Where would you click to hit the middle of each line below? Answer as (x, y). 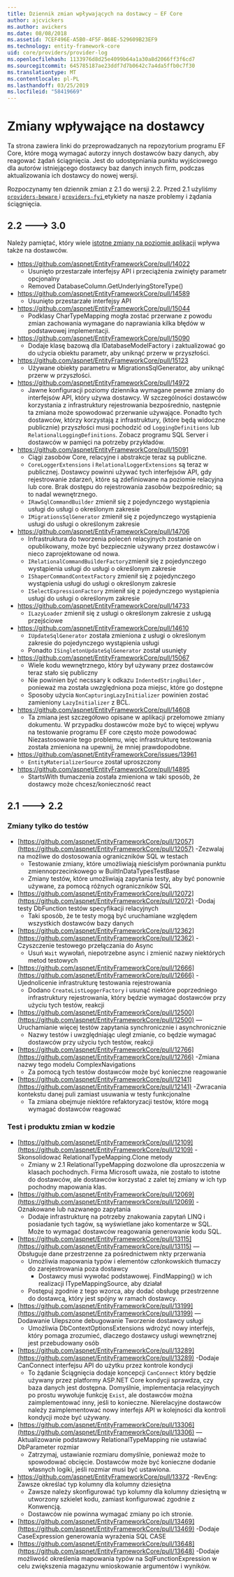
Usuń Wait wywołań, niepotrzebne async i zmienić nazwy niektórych (126, 953)
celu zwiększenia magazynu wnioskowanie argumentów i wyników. (114, 1566)
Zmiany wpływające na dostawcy (106, 126)
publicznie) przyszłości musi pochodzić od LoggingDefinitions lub (124, 427)
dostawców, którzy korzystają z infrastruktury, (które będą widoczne (126, 420)
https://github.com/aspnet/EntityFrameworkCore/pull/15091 (103, 449)
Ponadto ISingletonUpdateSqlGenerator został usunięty (107, 650)
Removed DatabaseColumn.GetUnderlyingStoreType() (105, 286)
